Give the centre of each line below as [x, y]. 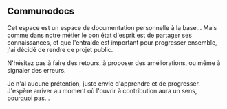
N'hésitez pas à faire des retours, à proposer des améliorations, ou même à [114, 63]
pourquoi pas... [29, 98]
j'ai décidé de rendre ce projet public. [60, 49]
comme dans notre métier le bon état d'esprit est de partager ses [100, 35]
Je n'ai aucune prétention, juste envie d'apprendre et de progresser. [104, 83]
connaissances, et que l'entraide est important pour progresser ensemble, [112, 42]
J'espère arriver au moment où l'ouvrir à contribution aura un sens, [102, 90]
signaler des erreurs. [37, 70]
